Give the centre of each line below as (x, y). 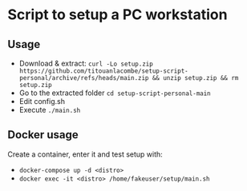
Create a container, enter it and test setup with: (85, 154)
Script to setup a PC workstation (117, 15)
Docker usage (43, 135)
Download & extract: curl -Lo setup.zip (86, 63)
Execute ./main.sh (50, 110)
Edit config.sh (42, 101)
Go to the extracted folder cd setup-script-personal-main (115, 93)
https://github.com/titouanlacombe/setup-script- (104, 71)
